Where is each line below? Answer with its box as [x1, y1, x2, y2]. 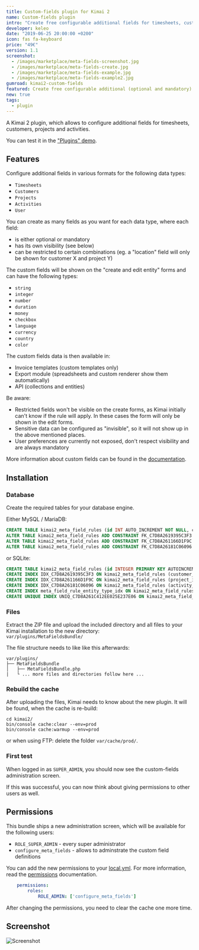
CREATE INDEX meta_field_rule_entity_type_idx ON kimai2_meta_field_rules [6, 588, 195, 594]
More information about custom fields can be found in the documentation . [6, 455, 187, 463]
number [14, 298, 31, 304]
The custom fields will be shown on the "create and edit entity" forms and [6, 266, 187, 273]
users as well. [6, 789, 40, 797]
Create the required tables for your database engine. [6, 504, 134, 511]
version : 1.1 [6, 48, 38, 54]
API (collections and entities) [14, 383, 85, 390]
